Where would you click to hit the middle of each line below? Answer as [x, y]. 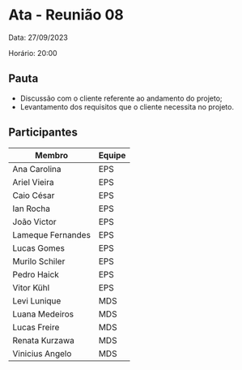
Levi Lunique [37, 300]
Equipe [112, 155]
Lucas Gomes [38, 247]
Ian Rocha [32, 209]
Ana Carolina [37, 169]
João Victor [34, 222]
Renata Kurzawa [44, 340]
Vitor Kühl [31, 287]
